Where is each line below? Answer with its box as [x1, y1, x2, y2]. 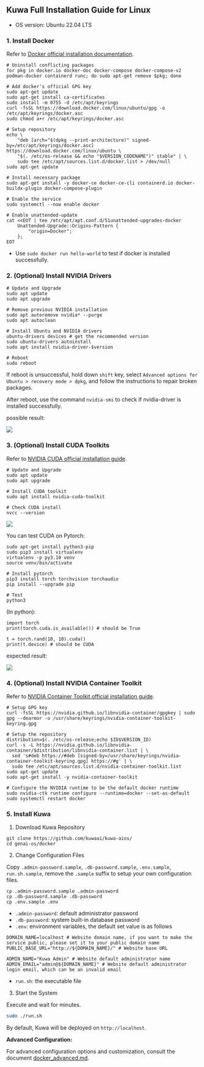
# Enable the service [6, 196, 62, 203]
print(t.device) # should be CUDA [6, 641, 95, 648]
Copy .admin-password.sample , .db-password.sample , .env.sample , [6, 863, 172, 871]
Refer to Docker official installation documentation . [6, 50, 134, 58]
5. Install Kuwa [6, 809, 51, 818]
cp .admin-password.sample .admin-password [6, 888, 119, 894]
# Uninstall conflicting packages [6, 62, 95, 69]
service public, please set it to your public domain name [6, 940, 160, 946]
